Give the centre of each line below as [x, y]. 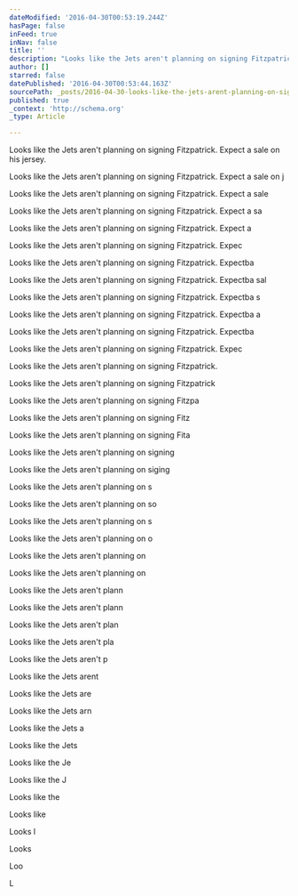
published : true [39, 100]
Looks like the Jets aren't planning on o [81, 538]
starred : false [37, 76]
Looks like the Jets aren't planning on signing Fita [100, 435]
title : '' [27, 51]
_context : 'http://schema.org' [67, 109]
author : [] [29, 68]
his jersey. [28, 159]
